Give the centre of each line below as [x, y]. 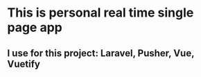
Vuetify [24, 64]
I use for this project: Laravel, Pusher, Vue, [101, 53]
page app [35, 27]
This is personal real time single [101, 13]
